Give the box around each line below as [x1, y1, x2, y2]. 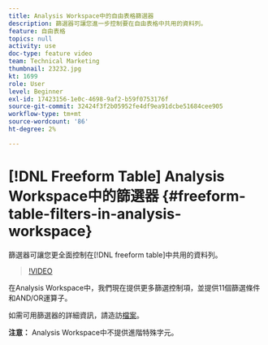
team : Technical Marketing [8, 58, 100, 66]
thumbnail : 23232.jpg [8, 65, 82, 73]
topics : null [8, 34, 53, 43]
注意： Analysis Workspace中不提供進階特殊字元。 [8, 327, 179, 337]
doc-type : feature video [8, 50, 93, 58]
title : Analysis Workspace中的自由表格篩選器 [8, 11, 154, 20]
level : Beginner [8, 87, 63, 96]
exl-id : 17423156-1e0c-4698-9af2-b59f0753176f [8, 95, 169, 103]
